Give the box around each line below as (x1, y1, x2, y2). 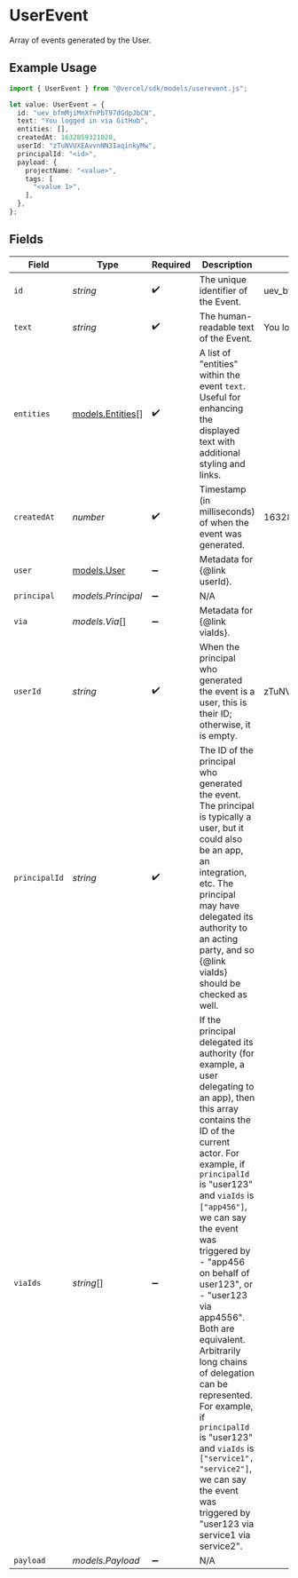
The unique (199, 273, 247, 285)
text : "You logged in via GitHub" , (17, 116, 149, 125)
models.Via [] (72, 615, 127, 627)
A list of (199, 346, 231, 359)
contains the (199, 1114, 251, 1126)
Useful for (199, 391, 241, 403)
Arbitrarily (199, 1344, 241, 1357)
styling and (199, 457, 246, 470)
